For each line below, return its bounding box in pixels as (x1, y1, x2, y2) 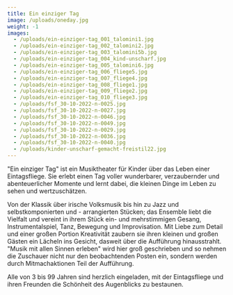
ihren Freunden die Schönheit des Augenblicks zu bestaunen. (7, 280, 184, 288)
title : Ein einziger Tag (7, 10, 79, 17)
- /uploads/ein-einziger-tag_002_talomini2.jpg (13, 42, 154, 49)
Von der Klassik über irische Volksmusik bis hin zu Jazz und (7, 201, 179, 208)
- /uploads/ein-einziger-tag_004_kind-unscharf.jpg (13, 56, 167, 62)
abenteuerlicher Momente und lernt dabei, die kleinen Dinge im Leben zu (7, 180, 216, 187)
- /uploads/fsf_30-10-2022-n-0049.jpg (13, 119, 127, 127)
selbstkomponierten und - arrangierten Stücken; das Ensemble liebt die (7, 208, 212, 216)
